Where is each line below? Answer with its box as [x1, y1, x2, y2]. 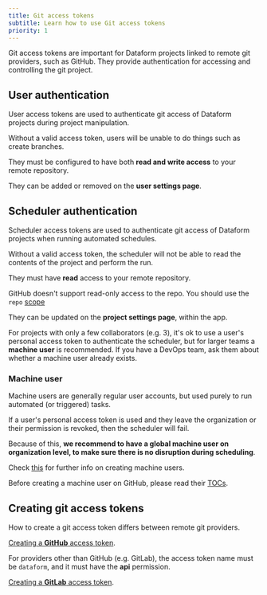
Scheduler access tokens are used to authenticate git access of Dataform [8, 225, 249, 235]
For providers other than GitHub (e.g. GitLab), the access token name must [8, 554, 253, 563]
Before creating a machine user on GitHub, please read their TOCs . [8, 479, 229, 488]
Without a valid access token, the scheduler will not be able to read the [8, 249, 241, 259]
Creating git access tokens [8, 501, 145, 515]
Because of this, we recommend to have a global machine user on [8, 439, 230, 448]
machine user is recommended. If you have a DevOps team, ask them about [8, 345, 259, 354]
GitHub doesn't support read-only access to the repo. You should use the [8, 288, 249, 298]
